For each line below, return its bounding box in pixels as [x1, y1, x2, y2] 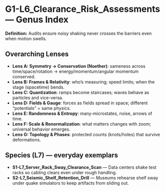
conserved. [12, 73, 36, 80]
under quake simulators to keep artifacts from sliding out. [12, 180, 129, 186]
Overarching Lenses [5, 50, 69, 58]
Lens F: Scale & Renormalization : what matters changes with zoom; [12, 121, 152, 127]
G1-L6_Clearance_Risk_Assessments [5, 3, 161, 15]
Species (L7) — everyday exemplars [5, 151, 119, 159]
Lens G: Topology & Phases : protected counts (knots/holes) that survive [12, 131, 161, 137]
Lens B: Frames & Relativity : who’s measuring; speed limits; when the [12, 79, 155, 85]
